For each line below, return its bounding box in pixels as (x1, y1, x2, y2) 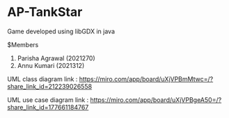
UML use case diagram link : (7, 95, 89, 104)
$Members (7, 40, 39, 49)
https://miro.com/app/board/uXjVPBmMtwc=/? (79, 74, 214, 83)
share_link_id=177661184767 (7, 103, 89, 111)
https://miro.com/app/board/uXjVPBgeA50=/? (90, 95, 222, 104)
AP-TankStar (7, 4, 83, 20)
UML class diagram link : (7, 74, 78, 83)
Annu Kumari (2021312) (17, 61, 85, 69)
